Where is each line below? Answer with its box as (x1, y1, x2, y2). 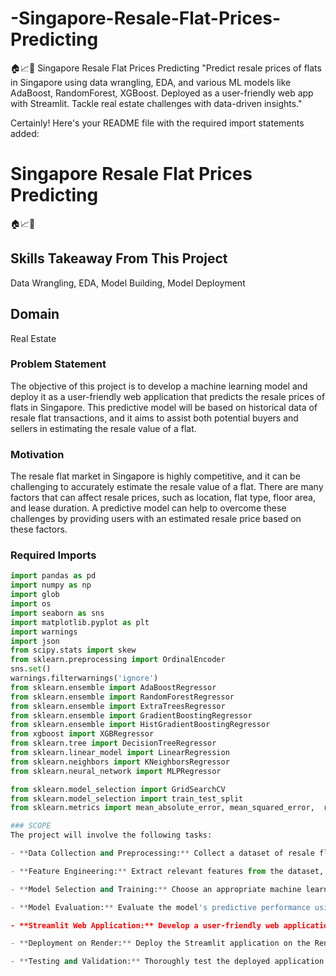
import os (10, 599, 52, 609)
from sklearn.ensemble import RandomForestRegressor (10, 692, 235, 702)
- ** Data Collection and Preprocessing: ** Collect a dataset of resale (10, 848, 315, 859)
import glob (10, 590, 60, 600)
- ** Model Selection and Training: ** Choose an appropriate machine (10, 884, 302, 894)
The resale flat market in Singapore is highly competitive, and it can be (10, 470, 301, 482)
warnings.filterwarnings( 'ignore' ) (10, 673, 159, 684)
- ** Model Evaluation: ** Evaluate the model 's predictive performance (10, 902, 311, 912)
